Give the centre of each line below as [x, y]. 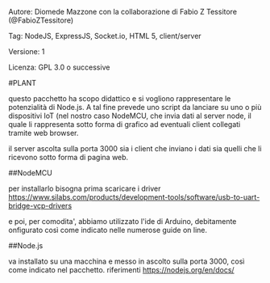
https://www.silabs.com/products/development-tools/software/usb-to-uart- [134, 197]
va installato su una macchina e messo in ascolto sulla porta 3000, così [127, 261]
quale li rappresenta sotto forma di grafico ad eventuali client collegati [125, 124]
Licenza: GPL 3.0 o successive [59, 67]
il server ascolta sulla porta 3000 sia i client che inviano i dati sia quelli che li [135, 148]
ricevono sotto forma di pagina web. [69, 157]
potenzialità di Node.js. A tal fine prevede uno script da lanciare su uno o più [135, 107]
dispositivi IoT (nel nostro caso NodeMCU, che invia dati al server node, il [130, 116]
